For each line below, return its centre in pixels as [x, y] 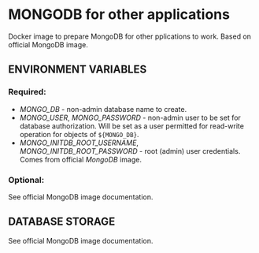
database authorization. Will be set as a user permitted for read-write [131, 126]
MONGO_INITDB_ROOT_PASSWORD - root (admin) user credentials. [130, 151]
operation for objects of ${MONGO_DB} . [79, 134]
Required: [28, 92]
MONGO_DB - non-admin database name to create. [103, 109]
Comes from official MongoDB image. [80, 159]
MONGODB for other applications [119, 15]
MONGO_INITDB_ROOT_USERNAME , [79, 143]
